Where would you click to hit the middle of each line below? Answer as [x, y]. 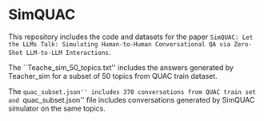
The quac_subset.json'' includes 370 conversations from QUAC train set [132, 91]
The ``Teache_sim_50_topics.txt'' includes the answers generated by [121, 67]
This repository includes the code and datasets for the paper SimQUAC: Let [131, 37]
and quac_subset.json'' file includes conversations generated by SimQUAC [132, 100]
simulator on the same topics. [57, 108]
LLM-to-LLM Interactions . [68, 52]
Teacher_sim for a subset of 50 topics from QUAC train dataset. [113, 76]
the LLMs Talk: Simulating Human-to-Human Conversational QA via [119, 44]
